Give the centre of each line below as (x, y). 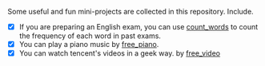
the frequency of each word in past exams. (90, 36)
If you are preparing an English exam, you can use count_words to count (139, 27)
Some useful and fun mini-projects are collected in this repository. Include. (130, 12)
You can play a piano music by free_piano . (89, 45)
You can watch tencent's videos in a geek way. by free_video (120, 53)
